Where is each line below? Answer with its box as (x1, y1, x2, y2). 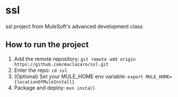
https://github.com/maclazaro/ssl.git (13, 61, 109, 67)
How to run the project (5, 40, 89, 50)
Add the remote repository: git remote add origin (13, 55, 136, 62)
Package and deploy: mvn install (13, 84, 95, 91)
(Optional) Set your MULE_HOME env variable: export (13, 72, 144, 79)
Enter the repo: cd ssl (13, 67, 68, 74)
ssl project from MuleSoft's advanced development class (5, 23, 143, 30)
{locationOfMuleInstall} (13, 79, 75, 85)
